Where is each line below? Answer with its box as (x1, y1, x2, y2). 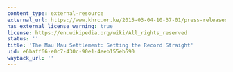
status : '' (7, 36, 39, 43)
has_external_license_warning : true (7, 23, 113, 29)
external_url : (7, 16, 49, 23)
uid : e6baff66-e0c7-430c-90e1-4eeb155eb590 (7, 49, 135, 56)
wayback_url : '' (7, 55, 54, 62)
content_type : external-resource (7, 10, 104, 17)
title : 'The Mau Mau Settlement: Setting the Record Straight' (7, 42, 194, 49)
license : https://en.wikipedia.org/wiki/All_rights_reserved (7, 29, 188, 36)
